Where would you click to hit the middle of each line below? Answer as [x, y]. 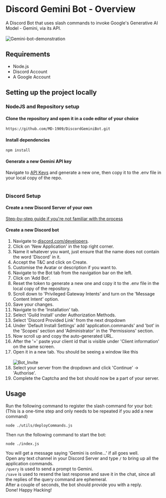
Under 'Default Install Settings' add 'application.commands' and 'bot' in [86, 325]
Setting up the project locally [51, 93]
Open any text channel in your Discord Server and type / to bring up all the [82, 458]
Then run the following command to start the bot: [56, 434]
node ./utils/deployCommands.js [39, 426]
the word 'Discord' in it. [37, 257]
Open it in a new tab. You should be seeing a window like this [76, 352]
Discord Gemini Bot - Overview [71, 9]
